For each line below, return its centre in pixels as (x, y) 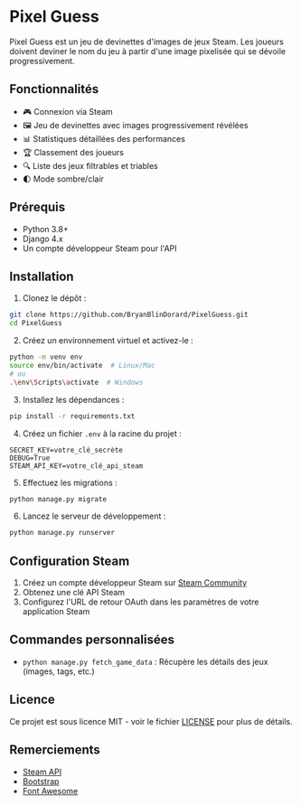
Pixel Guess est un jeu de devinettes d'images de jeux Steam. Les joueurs (147, 42)
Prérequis (38, 207)
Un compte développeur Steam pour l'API (100, 248)
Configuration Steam (70, 561)
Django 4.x (42, 239)
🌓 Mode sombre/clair (63, 179)
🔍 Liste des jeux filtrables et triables (90, 165)
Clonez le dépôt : (54, 298)
